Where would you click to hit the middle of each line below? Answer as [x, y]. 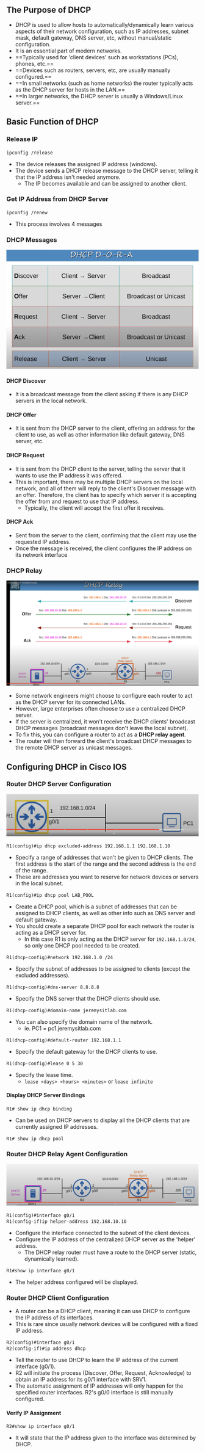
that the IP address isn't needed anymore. [68, 177]
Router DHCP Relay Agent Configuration [67, 1154]
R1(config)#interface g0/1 [41, 1215]
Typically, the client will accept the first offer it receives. [94, 508]
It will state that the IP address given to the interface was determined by [106, 1438]
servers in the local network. [51, 401]
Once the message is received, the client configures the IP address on [103, 548]
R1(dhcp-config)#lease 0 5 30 [45, 1063]
